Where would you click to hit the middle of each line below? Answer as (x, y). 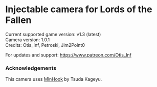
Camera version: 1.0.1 (28, 40)
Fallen (18, 20)
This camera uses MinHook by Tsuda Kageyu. (54, 79)
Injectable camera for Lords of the (79, 9)
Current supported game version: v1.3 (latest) (53, 34)
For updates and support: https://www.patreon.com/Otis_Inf (69, 55)
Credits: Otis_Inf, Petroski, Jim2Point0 (45, 45)
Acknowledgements (31, 68)
